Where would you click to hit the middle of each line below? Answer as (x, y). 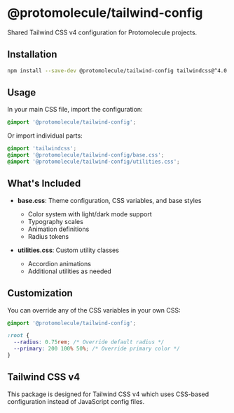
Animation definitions (58, 229)
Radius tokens (48, 236)
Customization (40, 293)
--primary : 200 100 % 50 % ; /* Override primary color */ (97, 349)
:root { (19, 336)
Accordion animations (59, 263)
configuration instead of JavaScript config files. (76, 401)
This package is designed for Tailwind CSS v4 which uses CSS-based (108, 394)
